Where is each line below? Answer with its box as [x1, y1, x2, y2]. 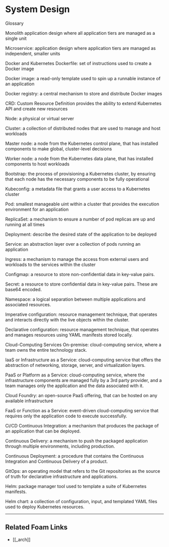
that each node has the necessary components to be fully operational [5, 176, 149, 182]
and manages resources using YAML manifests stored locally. [5, 332, 133, 338]
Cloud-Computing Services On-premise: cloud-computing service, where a [5, 342, 162, 348]
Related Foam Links [5, 523, 68, 532]
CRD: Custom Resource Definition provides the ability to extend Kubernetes [5, 100, 162, 106]
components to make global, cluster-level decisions [5, 145, 112, 152]
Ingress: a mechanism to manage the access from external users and [5, 256, 148, 262]
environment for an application [5, 206, 69, 212]
